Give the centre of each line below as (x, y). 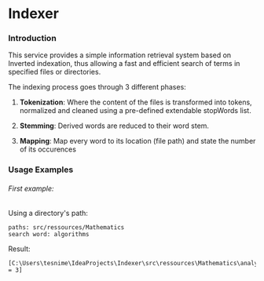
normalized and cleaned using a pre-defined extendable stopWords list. (135, 111)
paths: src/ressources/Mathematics (66, 227)
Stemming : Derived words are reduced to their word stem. (114, 126)
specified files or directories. (55, 72)
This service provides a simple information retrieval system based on (120, 55)
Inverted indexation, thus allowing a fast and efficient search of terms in (124, 64)
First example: (31, 188)
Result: (19, 249)
